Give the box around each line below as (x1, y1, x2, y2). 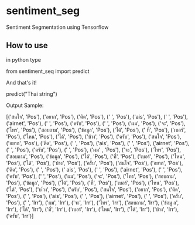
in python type (6, 56, 41, 63)
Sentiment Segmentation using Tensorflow (6, 23, 109, 31)
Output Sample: (6, 102, 44, 109)
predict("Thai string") (6, 90, 57, 98)
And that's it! (6, 79, 37, 86)
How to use (6, 41, 48, 51)
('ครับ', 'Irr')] (6, 212, 34, 219)
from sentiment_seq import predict (6, 68, 90, 75)
